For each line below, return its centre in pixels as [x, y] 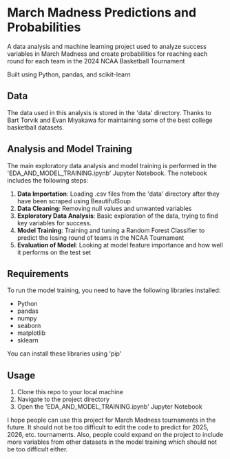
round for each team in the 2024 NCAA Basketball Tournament [96, 61]
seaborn [29, 326]
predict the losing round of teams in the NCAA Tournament [101, 237]
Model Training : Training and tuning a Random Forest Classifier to [111, 230]
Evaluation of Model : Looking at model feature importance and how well [120, 245]
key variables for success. [54, 223]
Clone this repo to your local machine [70, 392]
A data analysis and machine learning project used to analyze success [107, 46]
